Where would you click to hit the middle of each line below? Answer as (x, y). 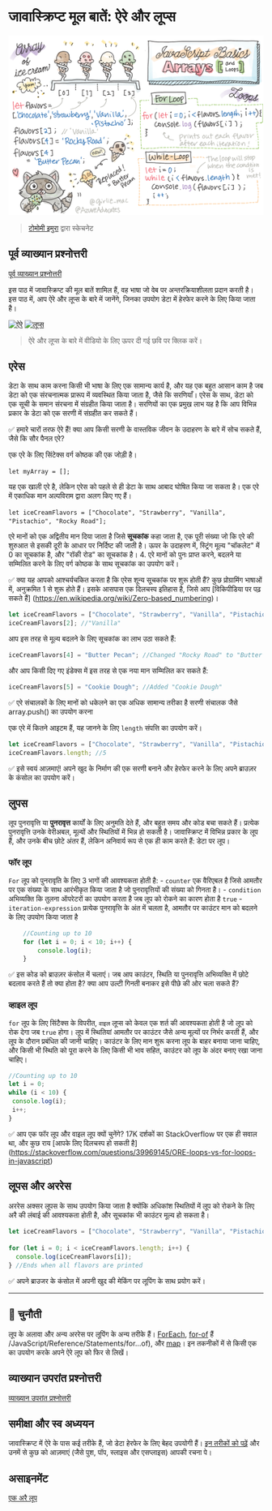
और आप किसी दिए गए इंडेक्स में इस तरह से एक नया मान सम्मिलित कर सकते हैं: (108, 671)
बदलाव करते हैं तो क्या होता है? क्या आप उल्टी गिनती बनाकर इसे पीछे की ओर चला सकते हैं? (124, 984)
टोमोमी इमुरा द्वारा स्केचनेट (61, 228)
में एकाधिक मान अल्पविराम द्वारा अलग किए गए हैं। (70, 496)
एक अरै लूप (23, 1498)
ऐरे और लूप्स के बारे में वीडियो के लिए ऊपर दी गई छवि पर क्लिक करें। (115, 341)
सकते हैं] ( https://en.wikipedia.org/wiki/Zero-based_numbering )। (114, 599)
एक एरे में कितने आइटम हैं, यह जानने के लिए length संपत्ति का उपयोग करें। (105, 728)
